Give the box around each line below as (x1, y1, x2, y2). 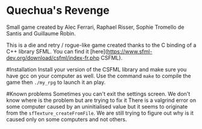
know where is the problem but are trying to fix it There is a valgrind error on (6, 97, 197, 104)
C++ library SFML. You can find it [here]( (6, 47, 107, 55)
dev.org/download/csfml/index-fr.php (6, 54, 99, 61)
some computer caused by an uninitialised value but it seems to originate (6, 103, 188, 110)
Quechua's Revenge (6, 4, 110, 17)
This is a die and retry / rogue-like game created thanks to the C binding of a (6, 41, 197, 49)
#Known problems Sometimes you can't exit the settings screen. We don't (6, 90, 191, 97)
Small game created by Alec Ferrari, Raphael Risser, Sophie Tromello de (6, 23, 185, 31)
